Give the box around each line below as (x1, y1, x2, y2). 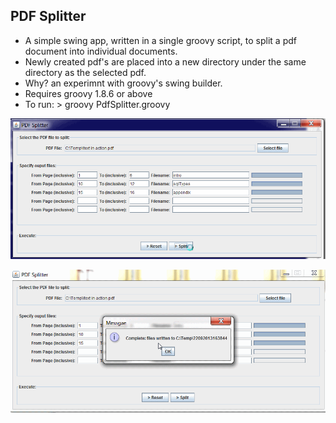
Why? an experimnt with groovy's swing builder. (24, 77, 223, 89)
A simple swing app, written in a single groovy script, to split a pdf (24, 34, 297, 46)
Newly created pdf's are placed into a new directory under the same (24, 55, 307, 68)
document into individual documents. (24, 45, 178, 57)
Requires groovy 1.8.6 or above (24, 87, 153, 99)
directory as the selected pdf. (24, 66, 147, 78)
